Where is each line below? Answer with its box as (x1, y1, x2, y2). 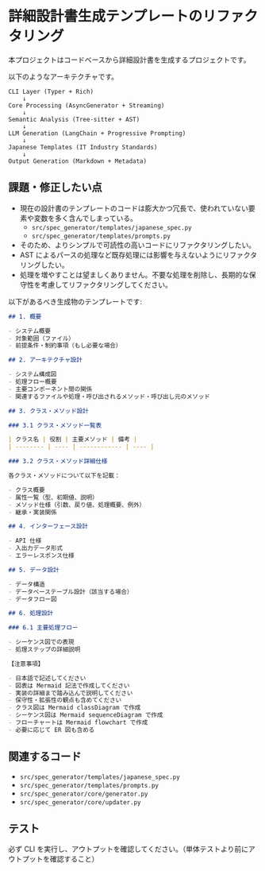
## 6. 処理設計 (8, 610, 54, 617)
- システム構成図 (8, 370, 57, 378)
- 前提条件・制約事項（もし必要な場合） (8, 342, 122, 350)
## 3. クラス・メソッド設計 (8, 407, 89, 415)
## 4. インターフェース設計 (8, 522, 89, 531)
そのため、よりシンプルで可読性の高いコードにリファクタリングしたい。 (19, 240, 256, 250)
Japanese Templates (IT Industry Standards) (8, 143, 158, 151)
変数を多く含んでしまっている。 (33, 213, 137, 223)
